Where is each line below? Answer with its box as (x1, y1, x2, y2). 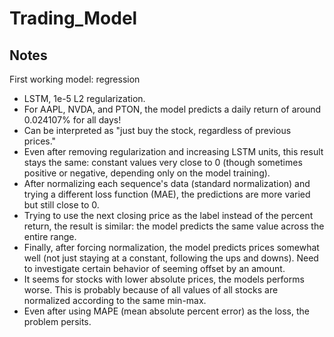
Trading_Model (9, 7, 138, 30)
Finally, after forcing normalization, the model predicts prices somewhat (23, 242, 320, 253)
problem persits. (23, 316, 92, 327)
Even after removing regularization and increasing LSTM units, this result (23, 146, 324, 157)
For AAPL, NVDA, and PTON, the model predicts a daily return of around (23, 103, 322, 115)
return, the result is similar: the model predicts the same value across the (23, 220, 325, 232)
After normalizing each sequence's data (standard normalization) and (23, 178, 311, 189)
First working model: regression (9, 73, 141, 85)
